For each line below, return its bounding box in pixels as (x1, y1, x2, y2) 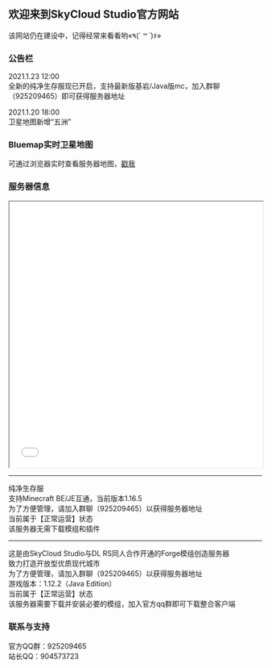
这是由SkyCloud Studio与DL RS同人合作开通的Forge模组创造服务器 (8, 549, 230, 558)
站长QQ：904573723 (8, 651, 79, 661)
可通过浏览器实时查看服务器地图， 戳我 (8, 159, 135, 169)
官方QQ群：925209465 (8, 641, 87, 651)
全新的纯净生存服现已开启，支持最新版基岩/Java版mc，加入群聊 (8, 81, 220, 91)
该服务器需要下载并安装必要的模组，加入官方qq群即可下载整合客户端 (8, 599, 236, 609)
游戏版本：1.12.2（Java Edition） (8, 579, 117, 589)
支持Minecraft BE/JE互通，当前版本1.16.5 (8, 494, 142, 503)
